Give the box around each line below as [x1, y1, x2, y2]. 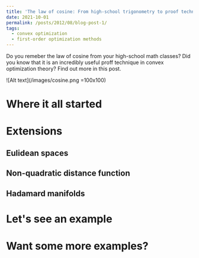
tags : [6, 25, 20, 31]
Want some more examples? [6, 239, 149, 253]
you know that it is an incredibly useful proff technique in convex [6, 59, 164, 66]
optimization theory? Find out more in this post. [6, 65, 121, 72]
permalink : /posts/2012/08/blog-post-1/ [6, 20, 108, 26]
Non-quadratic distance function [6, 168, 130, 179]
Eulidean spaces [6, 148, 69, 158]
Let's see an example [6, 212, 113, 225]
